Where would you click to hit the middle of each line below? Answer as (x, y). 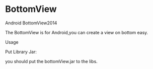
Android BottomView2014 (31, 23)
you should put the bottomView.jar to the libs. (51, 61)
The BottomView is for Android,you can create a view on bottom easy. (76, 32)
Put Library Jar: (21, 52)
